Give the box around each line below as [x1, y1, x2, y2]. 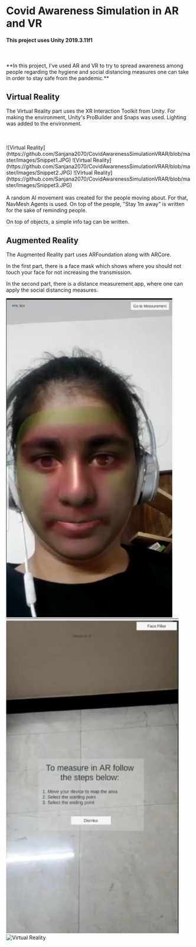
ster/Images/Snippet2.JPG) [6, 169, 73, 177]
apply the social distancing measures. [6, 286, 99, 293]
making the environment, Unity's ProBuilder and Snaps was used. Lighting [6, 114, 187, 121]
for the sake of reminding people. [6, 207, 87, 214]
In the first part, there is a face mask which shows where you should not [6, 263, 182, 270]
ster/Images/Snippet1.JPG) [6, 156, 71, 164]
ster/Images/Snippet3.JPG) [6, 182, 73, 189]
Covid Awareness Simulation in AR [6, 4, 179, 18]
